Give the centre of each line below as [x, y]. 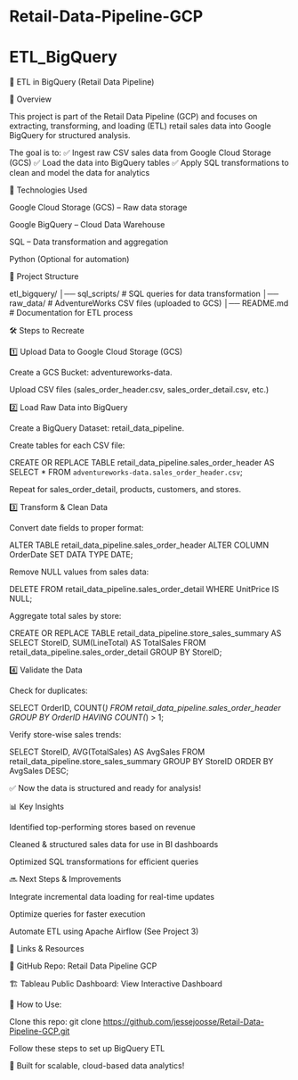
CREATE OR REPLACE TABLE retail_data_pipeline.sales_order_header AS [142, 463]
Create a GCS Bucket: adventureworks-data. [91, 373]
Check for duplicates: [48, 691]
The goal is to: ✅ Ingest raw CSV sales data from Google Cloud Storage [140, 153]
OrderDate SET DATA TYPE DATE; [71, 555]
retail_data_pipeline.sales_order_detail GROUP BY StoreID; [116, 652]
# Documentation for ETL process [71, 313]
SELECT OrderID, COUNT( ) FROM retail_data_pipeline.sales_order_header [145, 708]
